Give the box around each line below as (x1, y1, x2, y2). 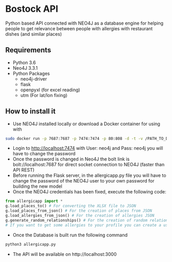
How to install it (5, 107, 56, 116)
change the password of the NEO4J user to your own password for (12, 178, 155, 184)
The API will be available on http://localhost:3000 (12, 251, 117, 257)
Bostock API (5, 3, 58, 15)
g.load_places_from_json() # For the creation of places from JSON (5, 208, 153, 213)
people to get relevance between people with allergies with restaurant (5, 25, 153, 31)
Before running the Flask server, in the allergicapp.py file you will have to (12, 172, 166, 178)
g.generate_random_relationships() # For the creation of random (5, 217, 147, 223)
